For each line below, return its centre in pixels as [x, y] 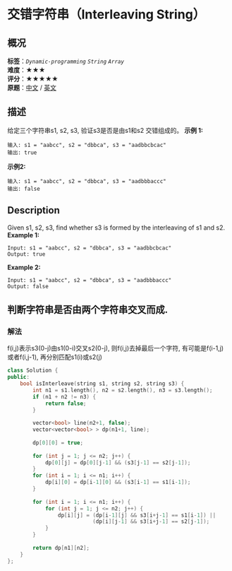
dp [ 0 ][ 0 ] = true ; [58, 442]
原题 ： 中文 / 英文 [32, 88]
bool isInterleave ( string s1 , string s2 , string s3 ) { [102, 384]
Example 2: [24, 267]
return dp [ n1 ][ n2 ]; [61, 548]
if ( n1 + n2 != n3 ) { [65, 396]
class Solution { [33, 371]
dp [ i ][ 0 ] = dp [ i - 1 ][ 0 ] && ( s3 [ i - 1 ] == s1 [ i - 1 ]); [118, 482]
